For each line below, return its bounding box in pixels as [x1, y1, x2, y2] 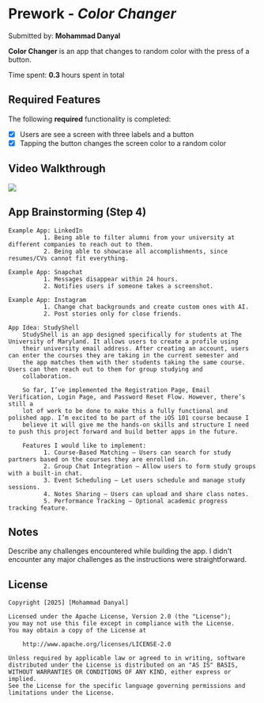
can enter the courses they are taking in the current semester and [8, 351, 239, 359]
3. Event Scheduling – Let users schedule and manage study [43, 476, 246, 484]
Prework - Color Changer [8, 5, 176, 23]
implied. [8, 675, 37, 683]
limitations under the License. [8, 689, 115, 697]
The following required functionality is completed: [8, 114, 172, 124]
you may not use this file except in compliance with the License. [8, 620, 236, 628]
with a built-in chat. [8, 469, 83, 477]
